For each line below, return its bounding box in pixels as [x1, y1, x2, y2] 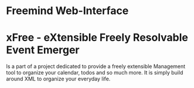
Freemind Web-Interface [6, 4, 129, 18]
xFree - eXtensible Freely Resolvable [6, 31, 189, 45]
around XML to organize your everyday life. [6, 75, 111, 83]
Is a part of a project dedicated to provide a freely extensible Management [6, 63, 186, 70]
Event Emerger [6, 43, 80, 57]
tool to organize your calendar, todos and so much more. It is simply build [6, 69, 183, 76]
